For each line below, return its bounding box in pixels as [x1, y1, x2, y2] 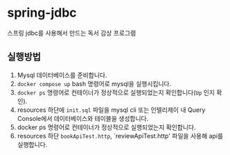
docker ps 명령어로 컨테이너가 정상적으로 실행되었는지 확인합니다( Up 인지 [17, 88, 215, 97]
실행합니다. [17, 140, 48, 149]
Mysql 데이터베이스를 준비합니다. [17, 71, 107, 79]
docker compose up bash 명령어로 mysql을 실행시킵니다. [17, 79, 172, 88]
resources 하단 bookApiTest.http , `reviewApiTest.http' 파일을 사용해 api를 [17, 131, 224, 140]
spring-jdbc [7, 5, 78, 21]
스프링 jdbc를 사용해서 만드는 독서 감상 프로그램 [7, 28, 136, 37]
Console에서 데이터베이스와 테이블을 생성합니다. [17, 114, 149, 122]
